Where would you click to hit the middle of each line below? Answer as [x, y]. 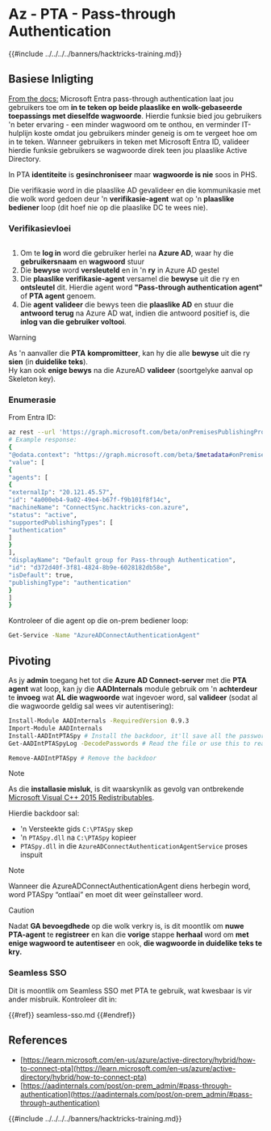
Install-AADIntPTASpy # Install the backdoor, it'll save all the [122, 736]
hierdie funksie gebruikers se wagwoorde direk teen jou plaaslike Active [128, 150]
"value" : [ [27, 462]
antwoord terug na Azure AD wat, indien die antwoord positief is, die [135, 313]
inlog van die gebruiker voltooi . [73, 322]
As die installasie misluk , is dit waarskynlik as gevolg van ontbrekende [126, 789]
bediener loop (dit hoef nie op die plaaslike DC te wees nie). [108, 207]
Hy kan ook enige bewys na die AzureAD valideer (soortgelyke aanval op [131, 371]
